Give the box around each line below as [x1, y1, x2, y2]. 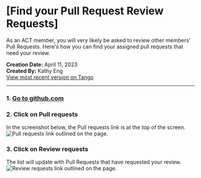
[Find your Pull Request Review [6, 4, 164, 18]
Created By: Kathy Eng [6, 67, 63, 74]
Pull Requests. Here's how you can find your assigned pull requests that [6, 43, 184, 50]
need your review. [6, 49, 51, 56]
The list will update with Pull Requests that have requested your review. [6, 158, 181, 165]
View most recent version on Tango [6, 73, 94, 81]
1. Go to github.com [6, 94, 64, 102]
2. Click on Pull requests [6, 110, 78, 118]
